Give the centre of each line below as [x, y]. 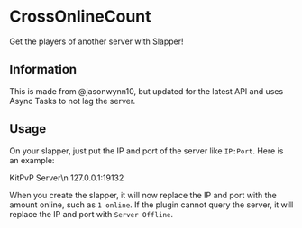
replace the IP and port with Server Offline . [92, 214]
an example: [32, 160]
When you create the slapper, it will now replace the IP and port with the [143, 195]
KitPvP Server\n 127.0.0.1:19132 [67, 178]
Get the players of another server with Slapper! [96, 41]
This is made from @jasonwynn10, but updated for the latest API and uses [146, 91]
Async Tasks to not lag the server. [73, 101]
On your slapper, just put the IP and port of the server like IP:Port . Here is [146, 151]
